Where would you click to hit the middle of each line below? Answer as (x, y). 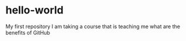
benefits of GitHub (28, 32)
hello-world (35, 10)
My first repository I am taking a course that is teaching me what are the (93, 26)
